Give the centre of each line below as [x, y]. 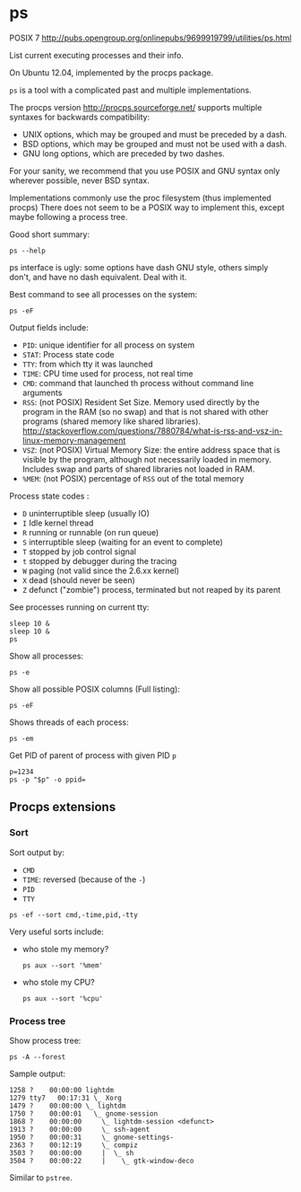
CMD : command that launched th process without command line [138, 383]
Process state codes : [49, 496]
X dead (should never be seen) [79, 580]
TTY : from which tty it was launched [88, 364]
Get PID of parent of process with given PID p [93, 755]
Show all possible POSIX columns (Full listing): [95, 689]
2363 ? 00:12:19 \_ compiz [74, 1145]
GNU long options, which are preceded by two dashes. [124, 153]
